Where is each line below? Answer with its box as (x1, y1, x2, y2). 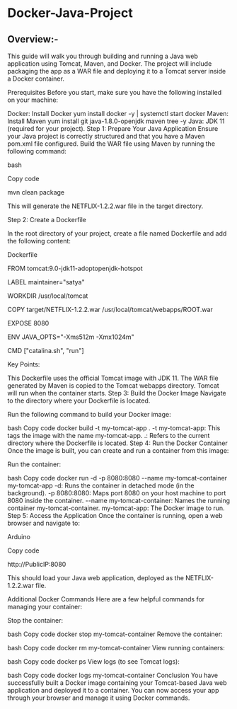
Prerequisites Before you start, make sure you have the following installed (7, 88, 222, 96)
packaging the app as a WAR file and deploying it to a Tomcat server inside (7, 67, 226, 75)
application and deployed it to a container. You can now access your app (7, 686, 219, 694)
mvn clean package (7, 188, 65, 196)
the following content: (7, 237, 71, 245)
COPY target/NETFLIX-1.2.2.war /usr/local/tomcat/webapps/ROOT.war (7, 306, 214, 313)
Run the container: (7, 460, 62, 468)
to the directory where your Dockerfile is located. (7, 396, 151, 405)
